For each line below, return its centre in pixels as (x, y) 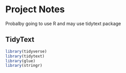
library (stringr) (24, 66)
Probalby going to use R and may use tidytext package (63, 23)
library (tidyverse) (26, 51)
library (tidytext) (25, 56)
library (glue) (21, 61)
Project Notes (35, 9)
